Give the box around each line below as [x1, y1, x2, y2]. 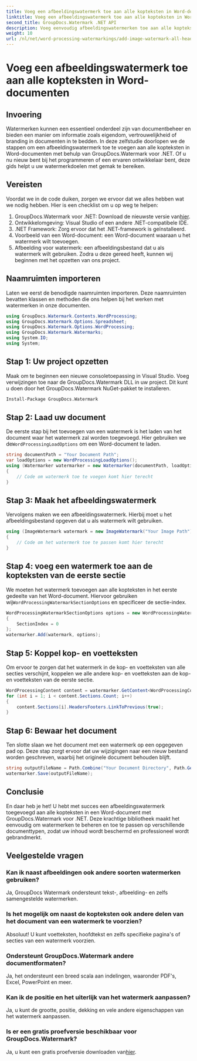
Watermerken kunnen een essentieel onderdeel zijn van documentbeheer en [6, 125, 191, 132]
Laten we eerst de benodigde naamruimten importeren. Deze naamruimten [6, 289, 186, 296]
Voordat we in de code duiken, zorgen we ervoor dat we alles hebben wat [6, 195, 185, 202]
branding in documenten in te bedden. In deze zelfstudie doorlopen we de [6, 138, 185, 145]
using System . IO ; [6, 335, 49, 341]
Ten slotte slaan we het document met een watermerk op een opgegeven [6, 741, 184, 748]
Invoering [6, 109, 42, 119]
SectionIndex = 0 [16, 621, 59, 627]
